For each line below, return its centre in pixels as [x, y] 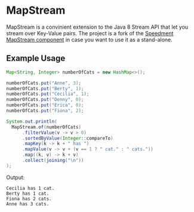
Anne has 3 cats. [28, 204]
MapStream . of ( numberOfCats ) [47, 127]
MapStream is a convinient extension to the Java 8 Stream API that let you [97, 27]
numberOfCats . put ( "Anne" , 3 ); [44, 83]
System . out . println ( [32, 121]
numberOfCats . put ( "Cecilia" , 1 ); [48, 94]
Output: [16, 177]
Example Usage [36, 58]
